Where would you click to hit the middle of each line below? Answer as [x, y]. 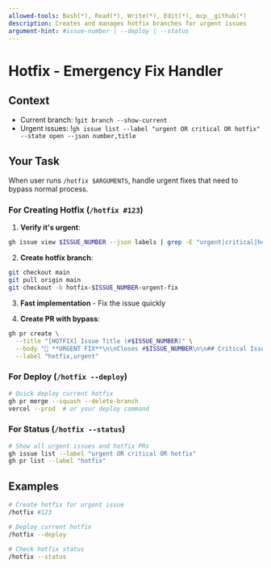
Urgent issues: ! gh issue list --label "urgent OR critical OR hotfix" [140, 128]
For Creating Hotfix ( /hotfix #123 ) [76, 210]
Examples [33, 486]
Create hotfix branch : [56, 258]
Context [29, 101]
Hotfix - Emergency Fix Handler [116, 71]
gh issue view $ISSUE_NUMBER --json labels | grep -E [101, 242]
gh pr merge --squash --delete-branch [73, 401]
